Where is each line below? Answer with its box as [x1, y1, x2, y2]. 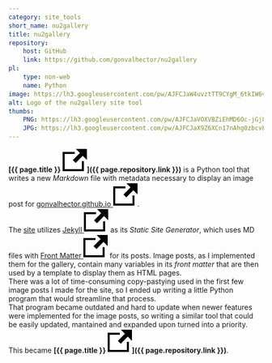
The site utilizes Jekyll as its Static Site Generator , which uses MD [8, 225, 255, 234]
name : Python [23, 81, 67, 89]
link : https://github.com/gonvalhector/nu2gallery [23, 56, 198, 64]
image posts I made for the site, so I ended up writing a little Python [8, 285, 234, 295]
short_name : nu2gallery [8, 21, 89, 30]
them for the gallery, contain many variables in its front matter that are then [8, 259, 259, 269]
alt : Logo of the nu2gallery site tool [8, 98, 143, 107]
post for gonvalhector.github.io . [8, 199, 140, 208]
